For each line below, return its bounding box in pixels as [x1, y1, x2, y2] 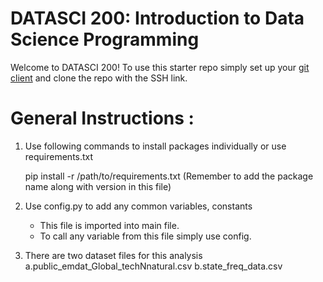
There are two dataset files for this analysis [24, 249, 203, 261]
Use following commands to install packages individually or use [24, 140, 287, 152]
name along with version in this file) [24, 180, 172, 192]
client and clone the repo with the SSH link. [10, 72, 188, 84]
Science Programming [10, 28, 200, 51]
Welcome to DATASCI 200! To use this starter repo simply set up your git [10, 61, 310, 73]
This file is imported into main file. [39, 219, 180, 231]
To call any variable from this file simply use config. [39, 230, 252, 242]
